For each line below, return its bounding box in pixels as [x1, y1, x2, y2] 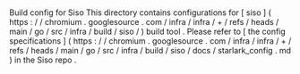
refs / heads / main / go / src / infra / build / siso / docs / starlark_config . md [9, 45, 292, 56]
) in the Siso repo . [9, 54, 77, 65]
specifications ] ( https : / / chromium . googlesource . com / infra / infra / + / [9, 36, 292, 46]
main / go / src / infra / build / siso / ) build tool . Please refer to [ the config [9, 26, 287, 37]
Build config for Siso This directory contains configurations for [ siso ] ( [9, 7, 271, 18]
